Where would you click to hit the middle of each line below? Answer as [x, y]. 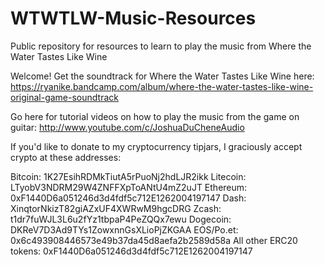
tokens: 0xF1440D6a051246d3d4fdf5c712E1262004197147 [131, 251]
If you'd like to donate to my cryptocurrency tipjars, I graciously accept [156, 146]
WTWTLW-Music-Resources [133, 18]
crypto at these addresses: [66, 157]
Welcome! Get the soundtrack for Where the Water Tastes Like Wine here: [162, 76]
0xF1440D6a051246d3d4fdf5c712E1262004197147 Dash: [128, 198]
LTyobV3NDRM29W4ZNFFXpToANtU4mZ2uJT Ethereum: [129, 187]
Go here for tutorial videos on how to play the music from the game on [155, 116]
